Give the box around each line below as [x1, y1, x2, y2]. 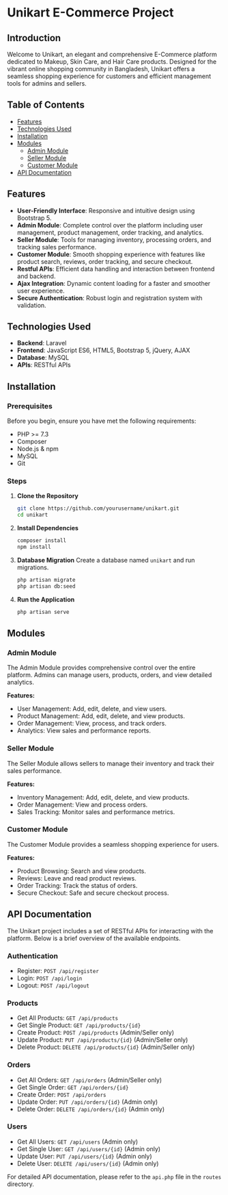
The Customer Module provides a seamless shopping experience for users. [7, 840, 219, 848]
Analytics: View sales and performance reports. [16, 726, 152, 735]
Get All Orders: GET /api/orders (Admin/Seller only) [16, 1076, 162, 1084]
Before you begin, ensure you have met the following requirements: [7, 417, 197, 426]
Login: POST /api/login [16, 974, 83, 982]
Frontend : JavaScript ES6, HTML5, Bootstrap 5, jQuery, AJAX [16, 346, 190, 354]
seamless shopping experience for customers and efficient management [7, 72, 212, 80]
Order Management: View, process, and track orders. [16, 719, 167, 728]
